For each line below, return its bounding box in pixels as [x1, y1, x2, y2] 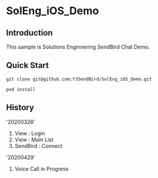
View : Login [14, 130, 46, 137]
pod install [6, 86, 36, 92]
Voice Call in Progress [14, 165, 69, 172]
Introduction [6, 28, 53, 38]
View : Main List [14, 136, 54, 143]
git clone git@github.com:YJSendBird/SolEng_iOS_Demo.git [6, 76, 152, 82]
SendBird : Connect [14, 142, 63, 149]
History [6, 102, 34, 113]
